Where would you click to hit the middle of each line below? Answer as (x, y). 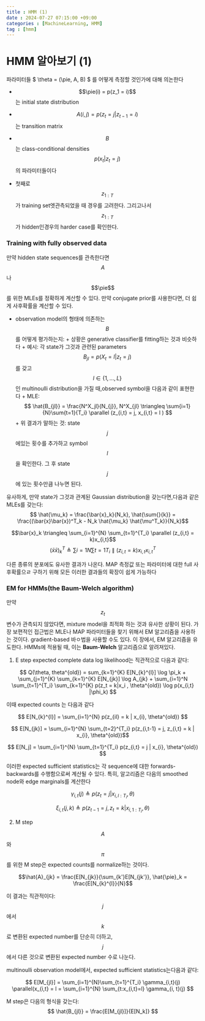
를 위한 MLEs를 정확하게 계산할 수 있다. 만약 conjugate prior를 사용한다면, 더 (99, 298)
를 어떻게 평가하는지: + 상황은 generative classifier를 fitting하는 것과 (98, 339)
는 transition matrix (39, 126)
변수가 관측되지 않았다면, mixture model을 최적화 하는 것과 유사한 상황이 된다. (99, 624)
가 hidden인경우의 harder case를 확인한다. (67, 227)
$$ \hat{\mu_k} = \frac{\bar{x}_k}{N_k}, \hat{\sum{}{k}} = (103, 515)
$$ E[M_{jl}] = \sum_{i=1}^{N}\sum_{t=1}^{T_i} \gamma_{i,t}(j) (103, 982)
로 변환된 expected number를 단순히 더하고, (60, 937)
